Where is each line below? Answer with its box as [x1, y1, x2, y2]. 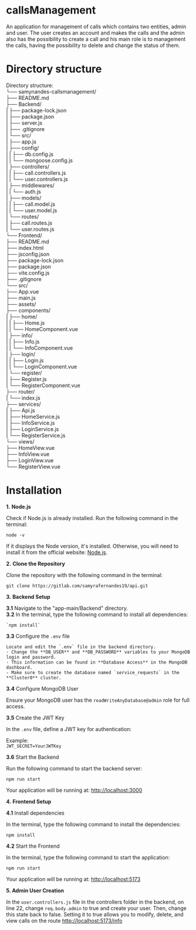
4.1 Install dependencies [6, 809, 65, 816]
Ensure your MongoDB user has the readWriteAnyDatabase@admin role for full [6, 696, 190, 704]
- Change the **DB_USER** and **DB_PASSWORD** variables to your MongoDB [6, 649, 191, 655]
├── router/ [6, 388, 35, 395]
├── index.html [6, 244, 44, 251]
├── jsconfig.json [6, 251, 50, 258]
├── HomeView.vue [6, 444, 55, 451]
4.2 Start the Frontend [6, 842, 60, 849]
